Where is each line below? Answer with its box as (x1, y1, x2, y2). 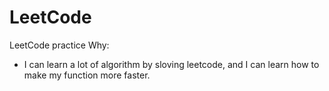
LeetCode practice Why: (9, 39, 110, 51)
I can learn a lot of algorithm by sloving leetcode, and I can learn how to (23, 58, 320, 70)
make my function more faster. (23, 69, 151, 81)
